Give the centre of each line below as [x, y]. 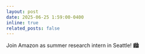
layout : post [22, 12]
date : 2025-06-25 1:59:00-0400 [45, 17]
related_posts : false [33, 28]
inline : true [22, 23]
